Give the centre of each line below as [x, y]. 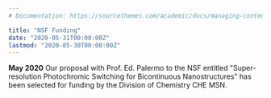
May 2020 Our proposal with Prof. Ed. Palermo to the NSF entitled [118, 68]
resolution [25, 76]
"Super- [243, 68]
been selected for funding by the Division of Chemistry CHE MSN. [118, 85]
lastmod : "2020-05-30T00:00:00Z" [65, 45]
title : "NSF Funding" [45, 30]
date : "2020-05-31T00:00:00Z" [59, 38]
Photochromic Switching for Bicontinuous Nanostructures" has [147, 76]
